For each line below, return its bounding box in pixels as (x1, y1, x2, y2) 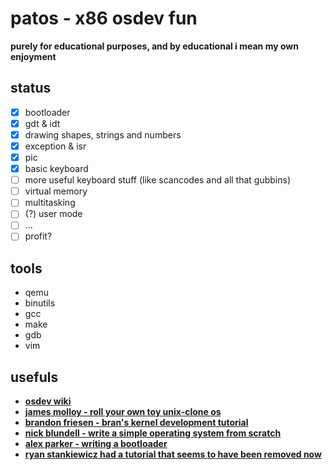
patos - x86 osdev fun (10, 7, 198, 30)
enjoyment (10, 50, 57, 62)
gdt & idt (24, 117, 61, 129)
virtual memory (24, 185, 88, 197)
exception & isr (24, 140, 87, 152)
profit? (24, 230, 53, 242)
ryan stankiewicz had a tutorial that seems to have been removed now (24, 448, 322, 461)
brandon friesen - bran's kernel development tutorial (24, 417, 249, 429)
